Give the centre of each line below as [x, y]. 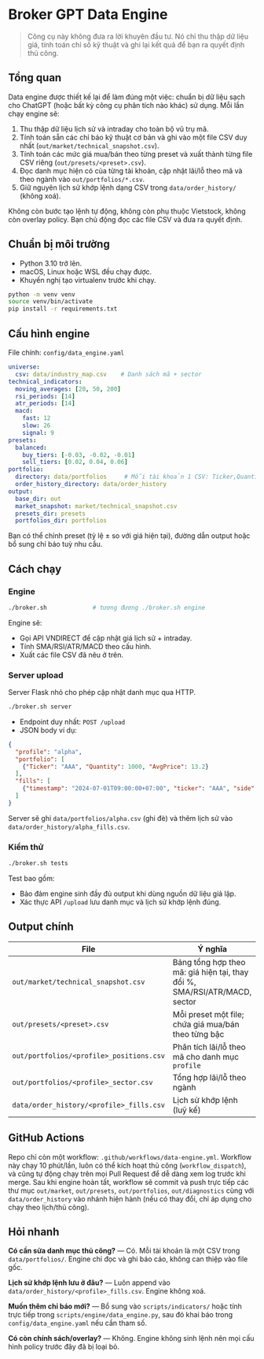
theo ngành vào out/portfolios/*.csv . [82, 179]
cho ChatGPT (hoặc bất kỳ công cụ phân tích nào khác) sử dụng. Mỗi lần [126, 105]
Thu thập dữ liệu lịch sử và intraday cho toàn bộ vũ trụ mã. [114, 128]
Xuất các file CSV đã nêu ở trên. [71, 655]
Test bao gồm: [31, 878]
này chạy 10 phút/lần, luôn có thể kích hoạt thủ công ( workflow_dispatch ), [127, 1165]
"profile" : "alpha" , [49, 752]
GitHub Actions [46, 1138]
